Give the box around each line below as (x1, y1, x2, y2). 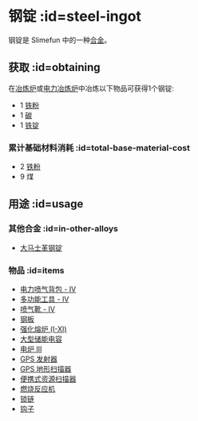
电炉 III (19, 344, 42, 354)
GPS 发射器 (19, 354, 58, 364)
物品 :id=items (8, 265, 65, 276)
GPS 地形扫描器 (19, 364, 72, 374)
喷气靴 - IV (19, 305, 56, 314)
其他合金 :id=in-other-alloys (8, 223, 118, 234)
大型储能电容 (19, 334, 62, 344)
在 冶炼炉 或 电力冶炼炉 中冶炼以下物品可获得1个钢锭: (8, 83, 174, 92)
